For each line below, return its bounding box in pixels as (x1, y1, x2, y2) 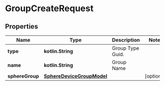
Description (112, 37, 140, 43)
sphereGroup (7, 73, 39, 79)
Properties (5, 22, 38, 31)
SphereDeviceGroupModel (44, 73, 108, 79)
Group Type (112, 45, 139, 52)
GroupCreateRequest (5, 3, 94, 14)
